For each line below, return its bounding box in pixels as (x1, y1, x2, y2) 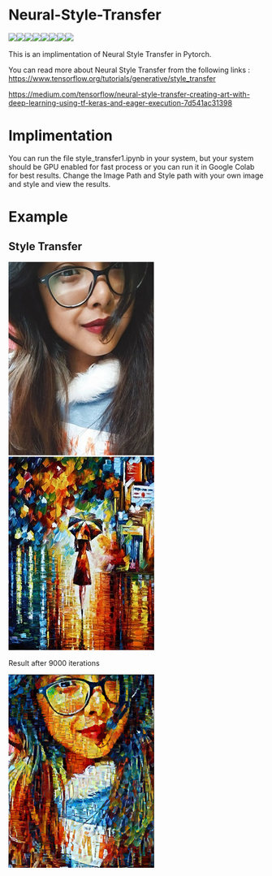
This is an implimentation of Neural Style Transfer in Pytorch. (8, 49, 212, 58)
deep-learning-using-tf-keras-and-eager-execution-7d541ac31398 (8, 97, 233, 107)
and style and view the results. (8, 179, 111, 188)
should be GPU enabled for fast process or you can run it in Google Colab (8, 162, 255, 171)
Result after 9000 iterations (8, 658, 100, 667)
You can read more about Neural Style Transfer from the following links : (8, 65, 250, 75)
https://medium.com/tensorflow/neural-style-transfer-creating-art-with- (8, 89, 250, 99)
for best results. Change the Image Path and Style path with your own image (8, 170, 264, 180)
